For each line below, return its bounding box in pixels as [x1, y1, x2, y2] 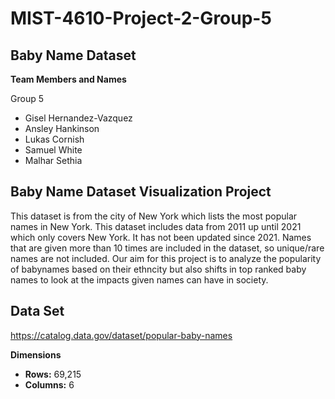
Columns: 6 [24, 378, 75, 391]
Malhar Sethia [24, 155, 83, 166]
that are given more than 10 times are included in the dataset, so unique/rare [10, 242, 325, 254]
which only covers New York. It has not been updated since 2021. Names [10, 231, 312, 243]
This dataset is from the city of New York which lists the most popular [10, 210, 298, 222]
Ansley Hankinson [24, 123, 100, 134]
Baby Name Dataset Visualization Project [10, 183, 272, 201]
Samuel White [24, 144, 83, 156]
